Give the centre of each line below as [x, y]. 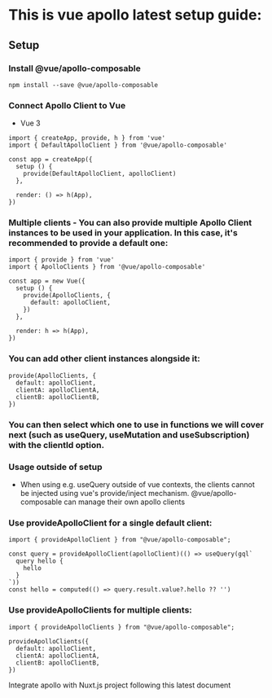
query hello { [39, 561]
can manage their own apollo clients [125, 502]
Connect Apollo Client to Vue [67, 105]
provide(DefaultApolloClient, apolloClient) [100, 174]
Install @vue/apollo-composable [75, 68]
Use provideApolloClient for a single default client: [110, 523]
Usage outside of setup [56, 467]
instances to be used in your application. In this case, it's [123, 233]
